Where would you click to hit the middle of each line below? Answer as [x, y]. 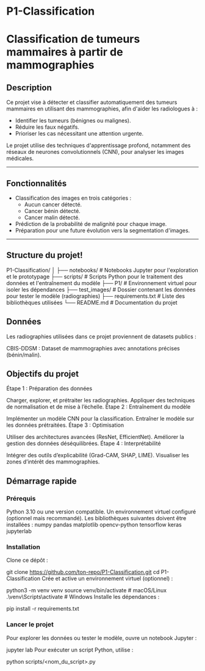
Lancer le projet [30, 625]
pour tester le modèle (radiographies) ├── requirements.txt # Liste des [95, 296]
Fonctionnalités [37, 183]
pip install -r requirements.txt [43, 609]
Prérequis [21, 498]
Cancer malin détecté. [52, 217]
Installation [23, 547]
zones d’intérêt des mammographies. [53, 462]
